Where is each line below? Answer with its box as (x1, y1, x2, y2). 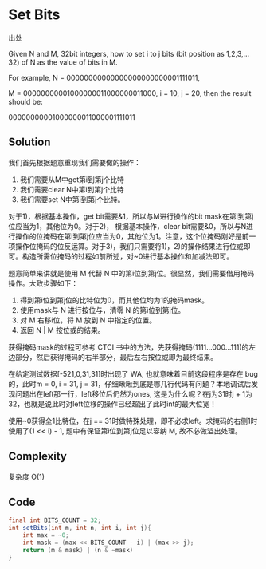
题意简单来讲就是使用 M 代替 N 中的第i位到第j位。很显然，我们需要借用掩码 (8, 268, 255, 278)
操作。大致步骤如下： (8, 278, 78, 288)
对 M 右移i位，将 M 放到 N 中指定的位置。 (19, 315, 157, 325)
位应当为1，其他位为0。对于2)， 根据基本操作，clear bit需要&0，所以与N (8, 221, 247, 231)
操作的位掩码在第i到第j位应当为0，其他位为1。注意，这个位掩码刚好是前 (14, 231, 249, 241)
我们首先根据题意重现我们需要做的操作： (8, 157, 141, 167)
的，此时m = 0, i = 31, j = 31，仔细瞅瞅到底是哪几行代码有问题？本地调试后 (8, 379, 252, 389)
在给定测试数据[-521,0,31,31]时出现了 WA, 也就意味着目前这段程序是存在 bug (8, 369, 259, 378)
